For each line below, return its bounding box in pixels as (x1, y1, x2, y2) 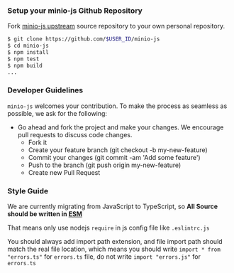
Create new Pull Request (28, 168, 101, 176)
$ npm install (7, 49, 50, 56)
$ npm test (7, 55, 40, 63)
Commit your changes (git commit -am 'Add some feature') (28, 153, 201, 161)
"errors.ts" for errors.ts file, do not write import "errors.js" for (7, 252, 201, 261)
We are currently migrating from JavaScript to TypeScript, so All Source (7, 202, 218, 211)
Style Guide (7, 186, 48, 196)
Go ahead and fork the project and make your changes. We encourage (17, 123, 224, 132)
